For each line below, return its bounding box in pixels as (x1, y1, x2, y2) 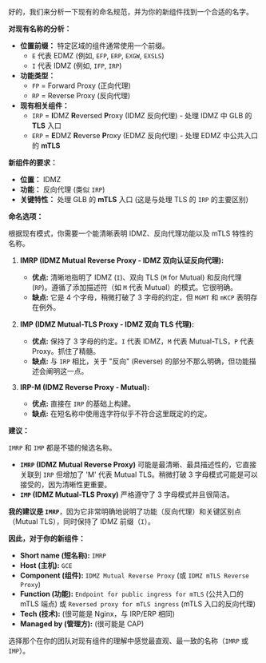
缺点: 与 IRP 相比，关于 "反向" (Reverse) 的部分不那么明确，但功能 (31, 356, 249, 366)
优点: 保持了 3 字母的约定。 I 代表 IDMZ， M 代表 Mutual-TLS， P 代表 (31, 336, 254, 346)
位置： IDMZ (19, 175, 62, 184)
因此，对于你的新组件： (8, 534, 85, 543)
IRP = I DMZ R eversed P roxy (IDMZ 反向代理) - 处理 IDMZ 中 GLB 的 (31, 111, 252, 120)
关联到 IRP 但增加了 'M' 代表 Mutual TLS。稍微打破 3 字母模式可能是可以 (19, 470, 258, 479)
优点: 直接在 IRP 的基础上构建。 (31, 399, 136, 408)
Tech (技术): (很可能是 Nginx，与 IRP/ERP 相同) (19, 609, 176, 618)
